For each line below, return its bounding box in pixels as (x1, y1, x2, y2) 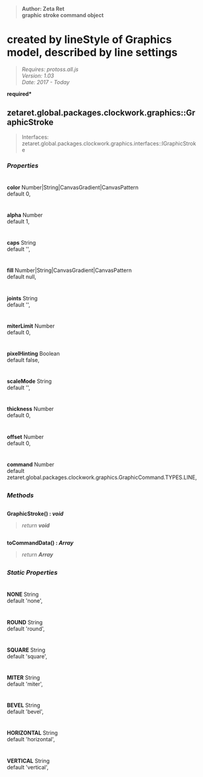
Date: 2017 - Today (21, 78, 70, 85)
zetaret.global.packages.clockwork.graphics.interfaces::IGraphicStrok (21, 139, 196, 147)
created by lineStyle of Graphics (7, 33, 172, 47)
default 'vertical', (7, 763, 49, 771)
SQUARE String (7, 646, 46, 653)
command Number (7, 460, 55, 468)
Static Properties (7, 569, 58, 577)
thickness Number (7, 405, 54, 412)
